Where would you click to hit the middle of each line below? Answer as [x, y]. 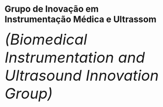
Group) [29, 93]
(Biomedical [46, 39]
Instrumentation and [75, 57]
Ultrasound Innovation [82, 75]
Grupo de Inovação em [52, 9]
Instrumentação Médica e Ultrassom [81, 19]
